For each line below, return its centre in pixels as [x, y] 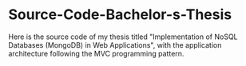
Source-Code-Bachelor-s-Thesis [120, 15]
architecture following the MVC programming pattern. [96, 53]
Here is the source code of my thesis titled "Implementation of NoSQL [123, 37]
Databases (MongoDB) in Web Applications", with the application [115, 45]
